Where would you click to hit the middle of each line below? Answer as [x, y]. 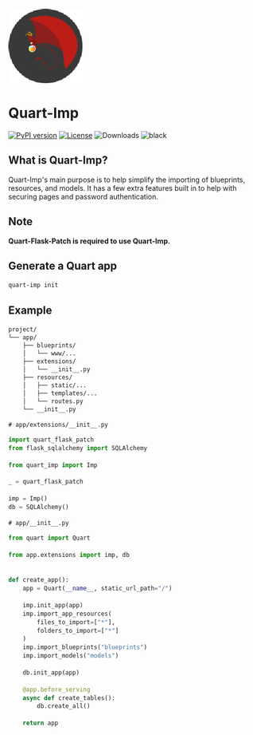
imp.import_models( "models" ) [71, 656]
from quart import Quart [49, 538]
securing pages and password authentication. [84, 196]
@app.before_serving [56, 690]
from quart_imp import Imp [53, 465]
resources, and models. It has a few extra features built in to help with [123, 188]
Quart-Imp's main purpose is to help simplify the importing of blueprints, [127, 180]
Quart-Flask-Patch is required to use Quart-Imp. [90, 241]
